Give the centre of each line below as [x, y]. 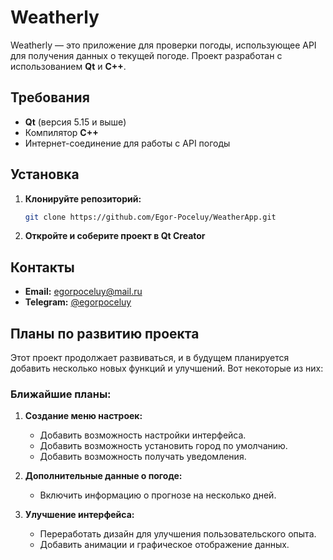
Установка [45, 174]
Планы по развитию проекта [105, 333]
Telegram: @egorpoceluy [78, 302]
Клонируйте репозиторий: [83, 198]
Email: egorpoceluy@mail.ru [83, 292]
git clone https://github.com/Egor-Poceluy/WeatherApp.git [150, 217]
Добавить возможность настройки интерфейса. [143, 435]
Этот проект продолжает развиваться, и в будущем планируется [150, 358]
